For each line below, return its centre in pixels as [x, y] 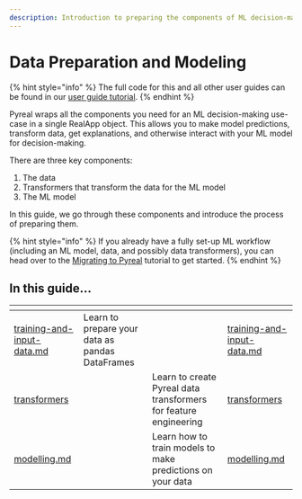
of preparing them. [44, 223]
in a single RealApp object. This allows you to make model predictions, [160, 123]
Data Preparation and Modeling [128, 62]
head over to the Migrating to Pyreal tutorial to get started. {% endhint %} [145, 260]
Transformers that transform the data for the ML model [124, 187]
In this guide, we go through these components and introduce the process [147, 214]
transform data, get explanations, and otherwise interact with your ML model [151, 133]
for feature [174, 411]
